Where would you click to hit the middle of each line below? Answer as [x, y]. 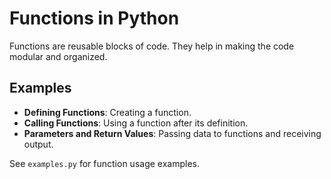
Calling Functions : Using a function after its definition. [136, 123]
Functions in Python [94, 18]
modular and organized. [58, 56]
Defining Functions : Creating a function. [107, 112]
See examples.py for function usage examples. [104, 163]
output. [38, 144]
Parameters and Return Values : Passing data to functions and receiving [172, 133]
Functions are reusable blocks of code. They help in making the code [152, 46]
